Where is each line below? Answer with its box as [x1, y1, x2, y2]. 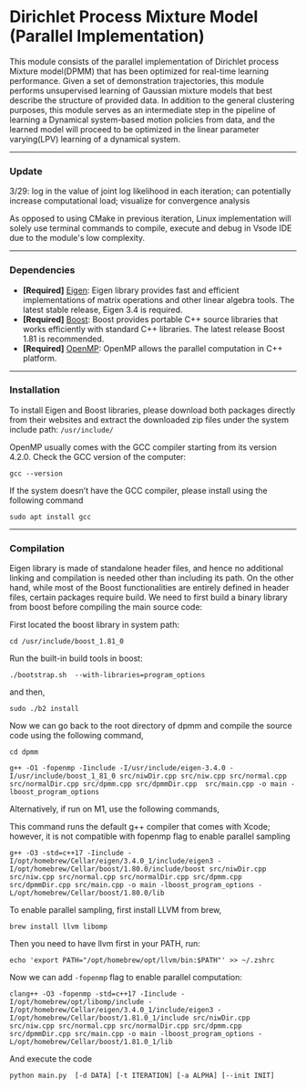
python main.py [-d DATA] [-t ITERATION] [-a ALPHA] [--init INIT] [9, 1071, 275, 1081]
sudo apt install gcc [9, 512, 92, 521]
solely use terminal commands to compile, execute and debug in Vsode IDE [9, 223, 292, 234]
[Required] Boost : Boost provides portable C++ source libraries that [22, 313, 279, 325]
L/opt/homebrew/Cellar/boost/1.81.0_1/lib [9, 1038, 173, 1047]
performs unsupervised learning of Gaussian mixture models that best [9, 85, 273, 96]
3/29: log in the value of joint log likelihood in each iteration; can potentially [9, 185, 291, 197]
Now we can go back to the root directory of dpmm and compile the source [9, 720, 293, 731]
